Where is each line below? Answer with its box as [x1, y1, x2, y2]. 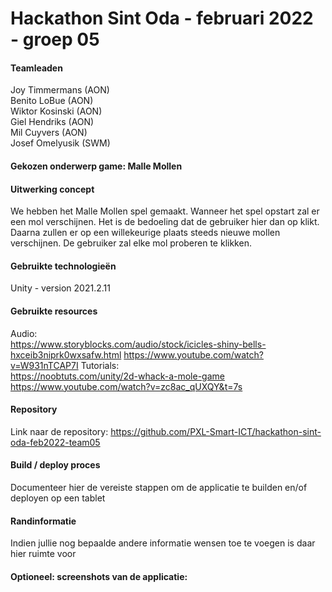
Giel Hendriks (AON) [10, 116, 95, 128]
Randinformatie [10, 515, 77, 527]
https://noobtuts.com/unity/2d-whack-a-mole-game [10, 370, 225, 382]
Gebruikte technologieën [10, 260, 117, 272]
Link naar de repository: [10, 425, 109, 437]
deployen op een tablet [10, 492, 106, 504]
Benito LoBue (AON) [10, 95, 94, 107]
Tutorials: [80, 359, 120, 371]
